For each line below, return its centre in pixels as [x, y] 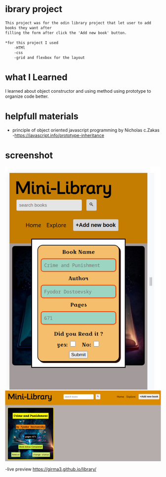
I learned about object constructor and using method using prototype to [78, 91]
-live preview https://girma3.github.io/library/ [51, 469]
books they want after [28, 28]
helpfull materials [42, 116]
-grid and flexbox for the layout [49, 58]
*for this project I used [32, 43]
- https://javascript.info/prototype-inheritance [58, 135]
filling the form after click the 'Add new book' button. [66, 33]
